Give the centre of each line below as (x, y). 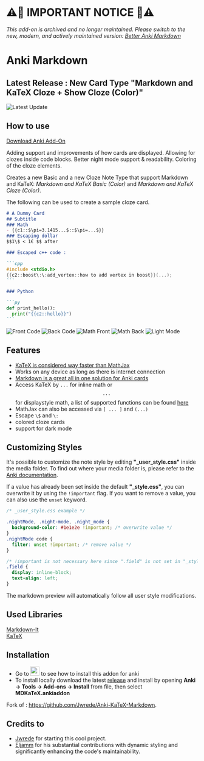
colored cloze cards (40, 422)
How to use (28, 126)
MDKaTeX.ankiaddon (42, 693)
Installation (28, 655)
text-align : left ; (35, 578)
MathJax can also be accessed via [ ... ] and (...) (82, 409)
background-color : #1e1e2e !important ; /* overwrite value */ (92, 528)
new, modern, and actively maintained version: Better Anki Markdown (93, 35)
